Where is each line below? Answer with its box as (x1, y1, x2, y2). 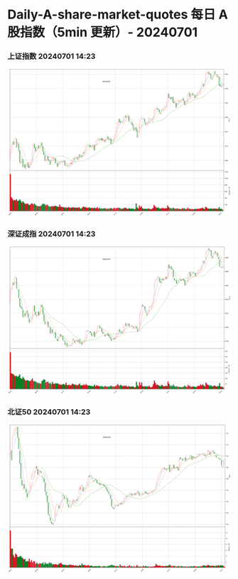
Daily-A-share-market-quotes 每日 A (7, 6, 229, 23)
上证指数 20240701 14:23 (7, 51, 96, 61)
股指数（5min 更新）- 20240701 (7, 24, 198, 40)
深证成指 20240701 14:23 (7, 229, 96, 239)
